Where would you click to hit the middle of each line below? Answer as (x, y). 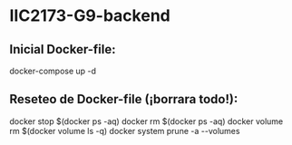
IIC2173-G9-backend (90, 16)
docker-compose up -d (53, 71)
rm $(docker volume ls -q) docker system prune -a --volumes (125, 130)
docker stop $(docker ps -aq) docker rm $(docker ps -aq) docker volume (146, 121)
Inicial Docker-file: (63, 49)
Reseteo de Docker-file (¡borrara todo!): (124, 99)
